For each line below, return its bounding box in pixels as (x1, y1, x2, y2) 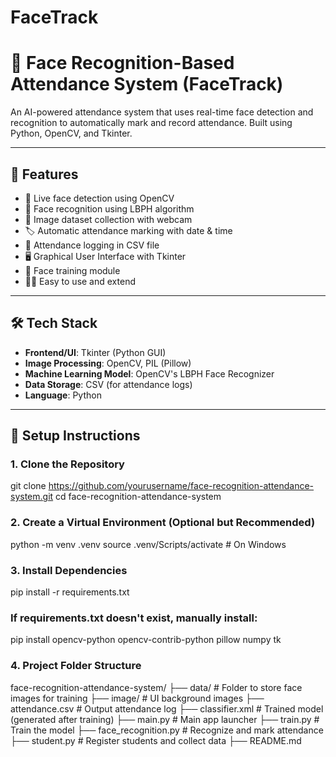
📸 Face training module (24, 264, 121, 276)
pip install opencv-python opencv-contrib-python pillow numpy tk (10, 634, 282, 646)
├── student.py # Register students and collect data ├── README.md (10, 734, 302, 746)
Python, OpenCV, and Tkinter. (10, 127, 133, 140)
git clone (10, 480, 47, 492)
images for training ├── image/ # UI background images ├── (10, 692, 265, 704)
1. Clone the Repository (10, 457, 125, 471)
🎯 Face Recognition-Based (10, 52, 235, 75)
